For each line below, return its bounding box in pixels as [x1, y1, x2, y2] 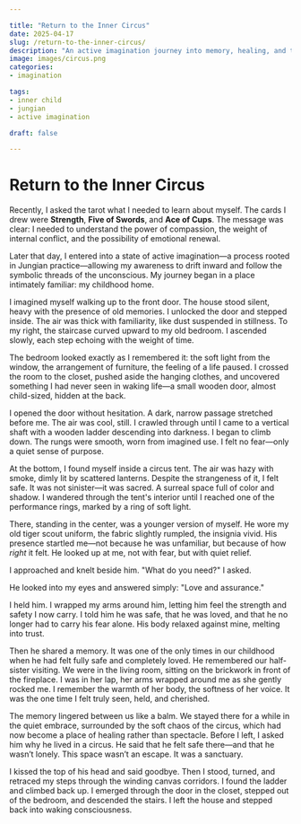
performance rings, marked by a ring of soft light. [9, 502, 192, 513]
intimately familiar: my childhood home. [9, 279, 155, 290]
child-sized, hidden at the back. [9, 390, 126, 401]
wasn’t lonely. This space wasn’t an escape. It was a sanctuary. [9, 749, 244, 759]
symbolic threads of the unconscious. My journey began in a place [9, 270, 255, 281]
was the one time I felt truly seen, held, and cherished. [9, 693, 211, 705]
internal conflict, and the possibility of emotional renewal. [9, 233, 221, 244]
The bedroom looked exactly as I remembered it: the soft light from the [9, 352, 271, 364]
